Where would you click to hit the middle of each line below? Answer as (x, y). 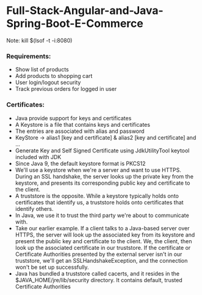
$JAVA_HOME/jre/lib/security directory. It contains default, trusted (99, 280)
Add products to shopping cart (54, 76)
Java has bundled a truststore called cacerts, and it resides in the (97, 273)
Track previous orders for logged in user (66, 89)
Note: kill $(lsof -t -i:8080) (39, 40)
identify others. (34, 208)
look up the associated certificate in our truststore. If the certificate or (103, 247)
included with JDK (38, 157)
